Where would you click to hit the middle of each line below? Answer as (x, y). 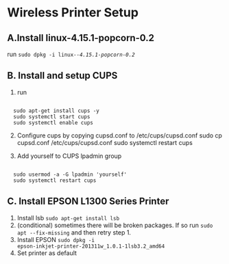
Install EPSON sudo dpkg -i (56, 239)
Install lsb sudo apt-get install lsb (68, 217)
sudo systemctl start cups (52, 117)
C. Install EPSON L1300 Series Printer (88, 201)
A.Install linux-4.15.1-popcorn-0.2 (81, 38)
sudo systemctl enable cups (53, 122)
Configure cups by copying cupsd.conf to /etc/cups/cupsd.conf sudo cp (120, 135)
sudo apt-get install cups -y (56, 111)
